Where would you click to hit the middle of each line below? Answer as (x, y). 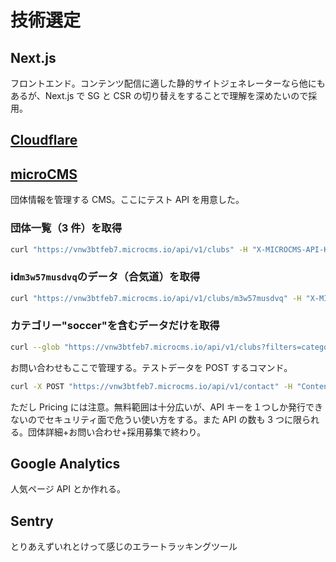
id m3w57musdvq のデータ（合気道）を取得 (105, 277)
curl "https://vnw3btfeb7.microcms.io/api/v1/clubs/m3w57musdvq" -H (156, 298)
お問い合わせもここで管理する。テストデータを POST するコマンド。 (151, 367)
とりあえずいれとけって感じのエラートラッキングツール (124, 547)
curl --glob (35, 347)
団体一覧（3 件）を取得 (66, 228)
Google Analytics (65, 463)
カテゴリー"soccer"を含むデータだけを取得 (115, 326)
